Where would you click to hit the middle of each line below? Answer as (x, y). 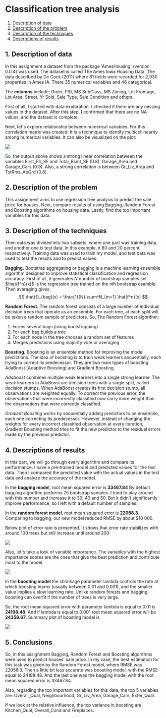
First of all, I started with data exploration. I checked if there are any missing (83, 106)
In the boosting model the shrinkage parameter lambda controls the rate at (82, 582)
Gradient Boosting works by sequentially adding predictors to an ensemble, (82, 414)
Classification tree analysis (62, 9)
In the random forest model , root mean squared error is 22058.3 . (72, 513)
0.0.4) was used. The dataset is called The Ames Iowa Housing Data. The (80, 71)
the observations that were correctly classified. (53, 404)
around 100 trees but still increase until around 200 (57, 533)
